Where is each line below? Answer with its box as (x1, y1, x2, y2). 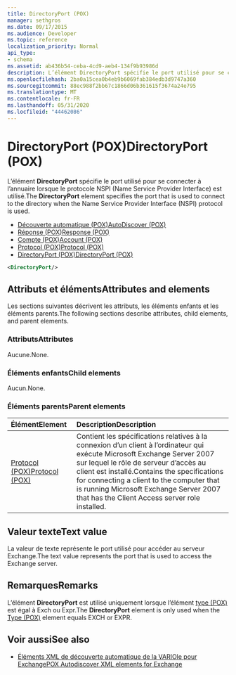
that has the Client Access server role (76, 493, 200, 503)
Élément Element (11, 420, 67, 430)
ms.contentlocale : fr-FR (7, 96, 80, 103)
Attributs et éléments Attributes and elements (7, 283, 210, 295)
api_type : (7, 50, 37, 57)
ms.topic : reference (7, 37, 68, 44)
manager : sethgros (7, 17, 61, 24)
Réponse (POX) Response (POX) (17, 228, 110, 236)
